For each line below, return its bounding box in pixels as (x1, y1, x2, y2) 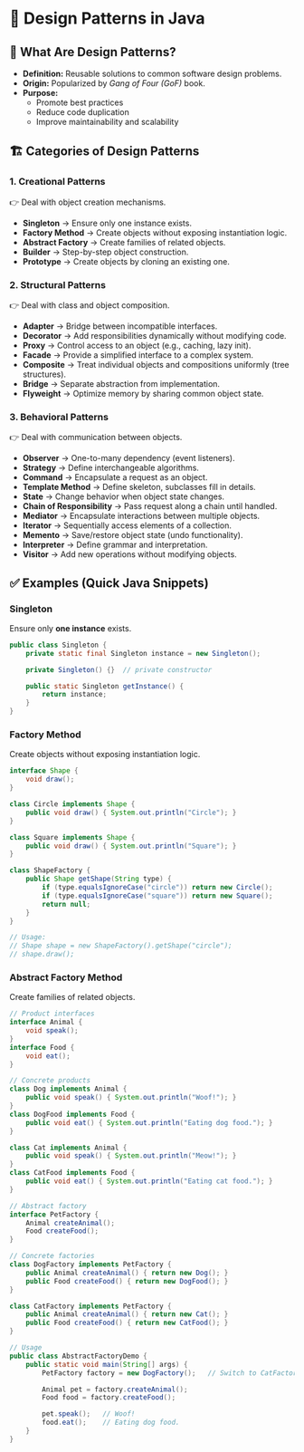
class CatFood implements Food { (9, 1168, 136, 1178)
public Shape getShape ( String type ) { (25, 874, 172, 884)
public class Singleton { (9, 640, 107, 649)
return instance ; (42, 690, 107, 699)
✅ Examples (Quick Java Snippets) (9, 575, 210, 591)
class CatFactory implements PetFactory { (9, 1302, 172, 1311)
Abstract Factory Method (9, 971, 123, 984)
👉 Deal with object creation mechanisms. (9, 197, 166, 207)
